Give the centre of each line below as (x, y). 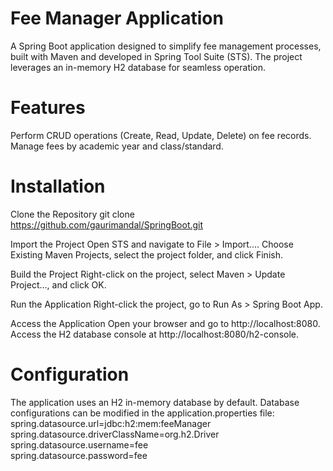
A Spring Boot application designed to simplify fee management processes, (166, 46)
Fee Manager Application (117, 18)
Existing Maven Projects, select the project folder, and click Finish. (146, 254)
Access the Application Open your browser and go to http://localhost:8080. (165, 323)
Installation (58, 186)
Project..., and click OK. (58, 284)
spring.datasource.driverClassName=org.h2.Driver (115, 434)
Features (48, 108)
